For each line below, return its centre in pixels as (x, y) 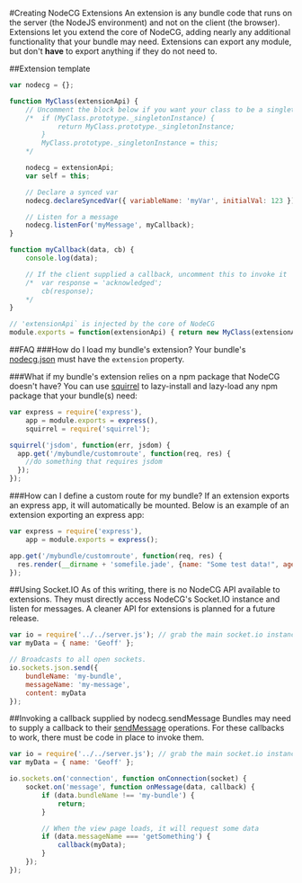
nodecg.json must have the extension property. (97, 359)
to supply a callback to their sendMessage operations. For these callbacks (147, 728)
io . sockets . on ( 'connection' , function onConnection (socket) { (128, 779)
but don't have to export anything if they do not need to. (113, 51)
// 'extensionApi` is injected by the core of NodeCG (112, 324)
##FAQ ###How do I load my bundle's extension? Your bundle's (128, 349)
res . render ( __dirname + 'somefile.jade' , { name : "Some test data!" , (148, 564)
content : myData (56, 693)
